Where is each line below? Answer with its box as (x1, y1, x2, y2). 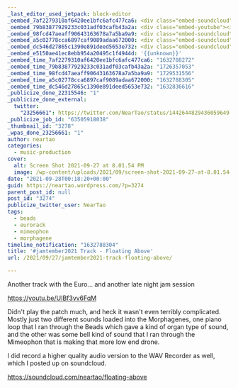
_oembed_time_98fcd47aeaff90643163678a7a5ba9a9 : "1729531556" (7, 70, 195, 77)
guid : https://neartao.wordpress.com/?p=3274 (7, 182, 144, 189)
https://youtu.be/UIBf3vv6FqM (7, 294, 97, 302)
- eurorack (13, 221, 46, 228)
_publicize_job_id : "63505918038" (7, 116, 110, 123)
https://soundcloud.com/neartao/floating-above (7, 373, 147, 381)
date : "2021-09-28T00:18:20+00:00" (7, 175, 113, 182)
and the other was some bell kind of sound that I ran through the (7, 331, 195, 338)
